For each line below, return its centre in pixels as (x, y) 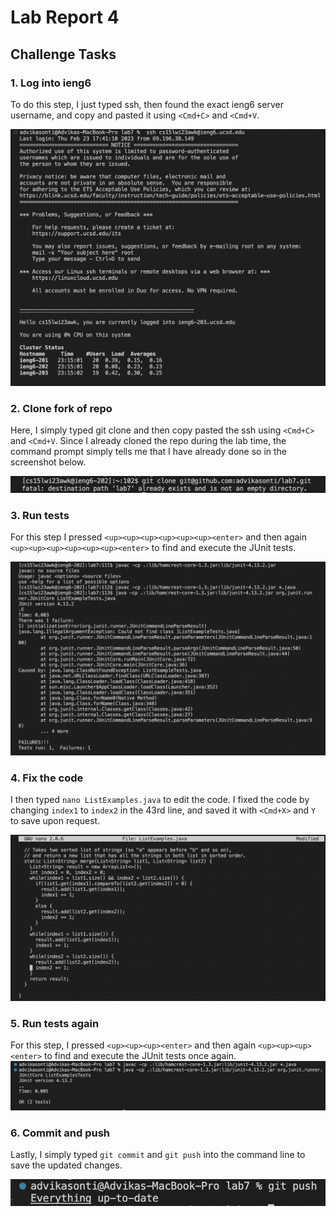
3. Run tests (40, 515)
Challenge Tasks (63, 54)
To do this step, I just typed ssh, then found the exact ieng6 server (147, 104)
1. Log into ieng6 (51, 83)
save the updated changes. (66, 1165)
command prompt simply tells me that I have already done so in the (149, 452)
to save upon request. (55, 821)
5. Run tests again (55, 1024)
